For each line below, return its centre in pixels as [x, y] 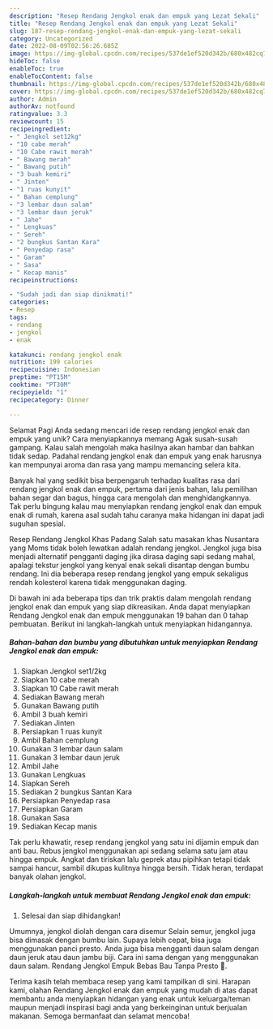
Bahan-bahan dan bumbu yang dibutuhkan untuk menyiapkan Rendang [134, 643]
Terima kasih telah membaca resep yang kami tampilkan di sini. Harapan [130, 982]
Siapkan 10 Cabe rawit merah [70, 689]
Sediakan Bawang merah [62, 697]
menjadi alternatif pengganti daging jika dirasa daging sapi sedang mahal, [132, 556]
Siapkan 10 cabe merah [60, 680]
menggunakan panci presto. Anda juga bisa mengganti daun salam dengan [134, 949]
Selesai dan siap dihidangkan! [70, 916]
